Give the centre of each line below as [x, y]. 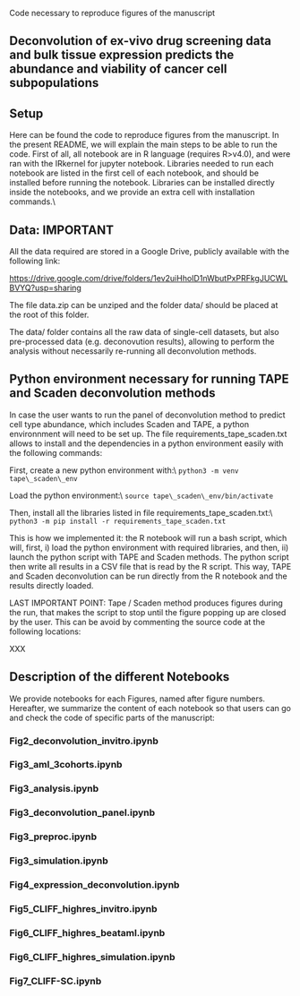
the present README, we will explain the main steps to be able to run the [143, 145]
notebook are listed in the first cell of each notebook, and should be [134, 173]
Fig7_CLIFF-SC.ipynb [56, 981]
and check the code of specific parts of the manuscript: [112, 717]
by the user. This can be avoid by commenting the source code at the [137, 622]
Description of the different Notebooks [120, 677]
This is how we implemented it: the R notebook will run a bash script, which [148, 537]
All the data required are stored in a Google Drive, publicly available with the [149, 252]
